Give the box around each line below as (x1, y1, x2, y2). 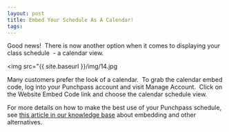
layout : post (7, 10, 45, 17)
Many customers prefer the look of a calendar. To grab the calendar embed (7, 76, 223, 84)
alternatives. (7, 118, 43, 126)
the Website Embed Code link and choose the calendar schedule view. (7, 90, 208, 98)
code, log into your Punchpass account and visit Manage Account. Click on (7, 83, 223, 91)
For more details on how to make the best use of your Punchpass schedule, (7, 104, 222, 112)
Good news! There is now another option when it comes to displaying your (7, 42, 221, 50)
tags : (7, 23, 23, 30)
